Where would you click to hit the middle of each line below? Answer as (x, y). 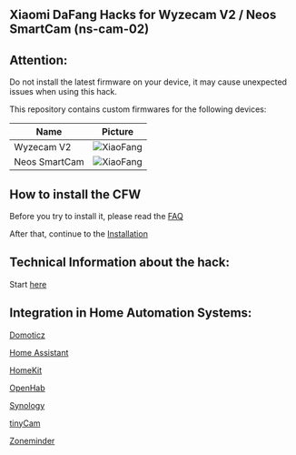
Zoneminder (32, 440)
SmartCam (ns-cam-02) (79, 30)
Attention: (39, 60)
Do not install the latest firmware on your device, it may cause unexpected (148, 82)
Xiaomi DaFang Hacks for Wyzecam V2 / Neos (143, 15)
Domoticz (27, 335)
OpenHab (27, 388)
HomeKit (26, 370)
